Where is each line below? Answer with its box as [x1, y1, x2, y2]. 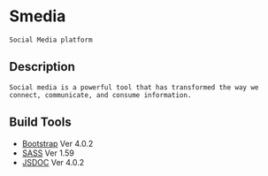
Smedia [9, 6, 66, 27]
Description [9, 59, 75, 74]
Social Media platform [9, 35, 93, 44]
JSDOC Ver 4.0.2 [21, 157, 85, 167]
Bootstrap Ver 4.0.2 [21, 138, 94, 149]
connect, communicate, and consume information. [9, 90, 192, 99]
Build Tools [9, 115, 73, 130]
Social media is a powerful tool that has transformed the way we [9, 82, 259, 92]
